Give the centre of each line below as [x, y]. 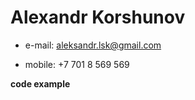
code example [40, 83]
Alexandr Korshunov [98, 17]
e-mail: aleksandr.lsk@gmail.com [93, 45]
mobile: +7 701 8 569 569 [77, 64]
